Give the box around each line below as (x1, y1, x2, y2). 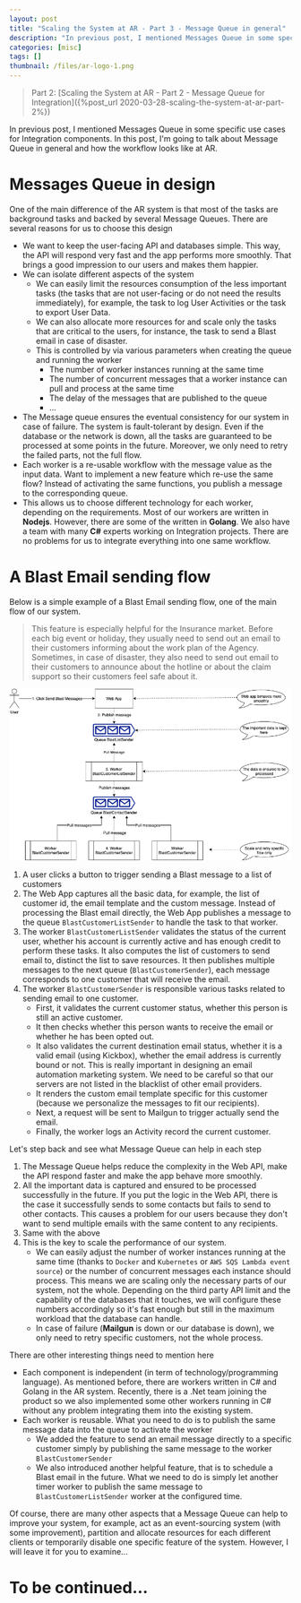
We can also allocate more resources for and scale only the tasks (35, 316, 277, 327)
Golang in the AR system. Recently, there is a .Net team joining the (21, 1385, 267, 1397)
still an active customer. (35, 1012, 124, 1022)
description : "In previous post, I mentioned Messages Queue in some (9, 33, 275, 42)
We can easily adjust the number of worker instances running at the (35, 1246, 287, 1257)
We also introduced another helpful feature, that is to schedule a (35, 1461, 273, 1473)
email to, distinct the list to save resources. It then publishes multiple (21, 954, 276, 965)
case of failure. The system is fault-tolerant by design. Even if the (21, 421, 264, 432)
